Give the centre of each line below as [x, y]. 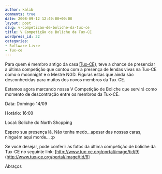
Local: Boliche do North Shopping [39, 122]
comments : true [20, 14]
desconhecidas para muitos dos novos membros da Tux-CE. [65, 79]
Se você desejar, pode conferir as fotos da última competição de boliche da [81, 146]
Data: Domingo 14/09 [26, 104]
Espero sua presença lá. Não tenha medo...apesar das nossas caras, [73, 132]
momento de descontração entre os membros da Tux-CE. [62, 94]
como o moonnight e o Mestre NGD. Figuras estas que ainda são [69, 74]
